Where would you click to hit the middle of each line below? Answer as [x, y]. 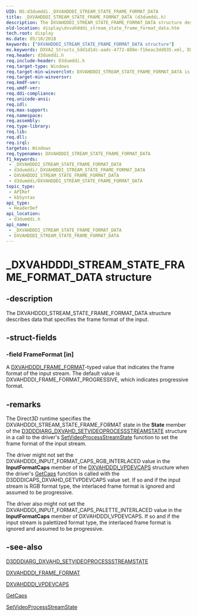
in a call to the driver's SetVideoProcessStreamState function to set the [92, 437]
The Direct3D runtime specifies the [48, 419]
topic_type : [21, 186]
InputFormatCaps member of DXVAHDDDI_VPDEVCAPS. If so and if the [93, 516]
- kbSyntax [22, 197]
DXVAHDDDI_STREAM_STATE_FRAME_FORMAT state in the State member [96, 425]
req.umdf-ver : [23, 88]
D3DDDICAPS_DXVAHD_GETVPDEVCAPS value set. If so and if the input [93, 480]
